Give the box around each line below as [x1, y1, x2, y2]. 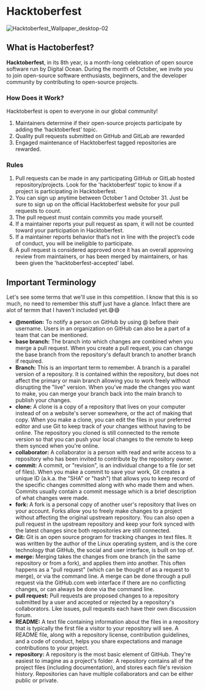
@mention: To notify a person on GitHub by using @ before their [15, 318, 179, 326]
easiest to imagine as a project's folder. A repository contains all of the [15, 657, 193, 665]
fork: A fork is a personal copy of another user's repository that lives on [15, 501, 197, 508]
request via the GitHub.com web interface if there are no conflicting [15, 579, 186, 586]
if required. [15, 358, 43, 365]
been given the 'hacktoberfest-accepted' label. [15, 259, 135, 267]
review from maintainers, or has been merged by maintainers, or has [15, 253, 188, 260]
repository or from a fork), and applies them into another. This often [15, 559, 186, 567]
